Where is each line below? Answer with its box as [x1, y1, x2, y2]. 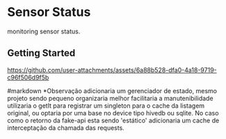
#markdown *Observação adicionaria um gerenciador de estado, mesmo [7, 86, 218, 95]
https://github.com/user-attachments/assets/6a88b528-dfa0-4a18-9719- [7, 65, 217, 74]
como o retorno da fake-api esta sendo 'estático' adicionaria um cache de [7, 116, 220, 124]
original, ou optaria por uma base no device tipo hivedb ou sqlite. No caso [7, 108, 219, 117]
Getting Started [7, 47, 76, 59]
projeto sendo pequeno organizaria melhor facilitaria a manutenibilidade [7, 94, 213, 102]
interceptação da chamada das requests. [7, 123, 125, 132]
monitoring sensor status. [7, 27, 81, 35]
